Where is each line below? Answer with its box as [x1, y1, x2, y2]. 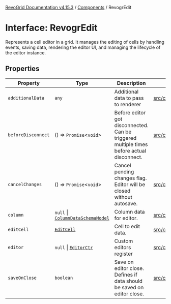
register [114, 250, 133, 257]
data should [114, 277, 142, 284]
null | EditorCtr [54, 244, 93, 251]
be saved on [114, 284, 144, 291]
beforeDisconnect [8, 132, 50, 138]
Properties [5, 65, 40, 73]
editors [114, 244, 131, 251]
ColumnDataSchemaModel [54, 215, 109, 221]
